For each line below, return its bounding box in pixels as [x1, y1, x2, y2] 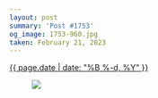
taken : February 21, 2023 [9, 37, 106, 47]
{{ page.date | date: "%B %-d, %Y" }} [9, 62, 149, 73]
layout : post [9, 12, 58, 22]
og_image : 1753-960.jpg [9, 29, 99, 38]
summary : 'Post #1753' [9, 21, 94, 30]
